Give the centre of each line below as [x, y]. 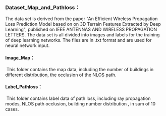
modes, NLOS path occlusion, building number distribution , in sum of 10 [80, 103]
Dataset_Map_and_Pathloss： [43, 7]
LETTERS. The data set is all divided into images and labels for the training [82, 35]
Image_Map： [20, 57]
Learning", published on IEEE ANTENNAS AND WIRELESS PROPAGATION [81, 30]
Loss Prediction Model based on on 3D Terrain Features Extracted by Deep [83, 24]
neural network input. [27, 45]
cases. [12, 109]
